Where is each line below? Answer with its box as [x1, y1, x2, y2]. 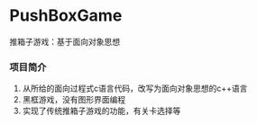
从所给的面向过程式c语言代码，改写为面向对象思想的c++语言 [22, 83, 248, 94]
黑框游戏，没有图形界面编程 [22, 94, 126, 105]
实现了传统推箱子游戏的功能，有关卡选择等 [22, 105, 181, 117]
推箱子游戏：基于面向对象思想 [9, 36, 120, 47]
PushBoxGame [9, 5, 123, 26]
